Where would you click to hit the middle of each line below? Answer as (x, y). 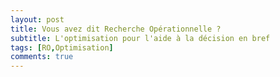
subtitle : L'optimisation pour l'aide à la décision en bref (140, 38)
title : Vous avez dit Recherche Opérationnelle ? (116, 29)
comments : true (42, 57)
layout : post (37, 19)
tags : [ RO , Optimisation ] (62, 47)
